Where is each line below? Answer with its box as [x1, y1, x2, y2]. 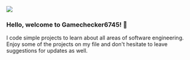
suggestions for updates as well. [6, 47, 88, 55]
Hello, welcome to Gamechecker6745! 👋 [6, 20, 128, 28]
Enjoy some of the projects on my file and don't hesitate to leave [6, 41, 168, 48]
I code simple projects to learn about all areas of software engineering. [6, 34, 184, 42]
